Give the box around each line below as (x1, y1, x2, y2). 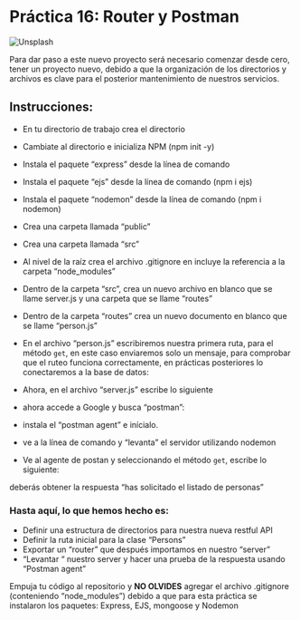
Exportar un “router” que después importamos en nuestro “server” (22, 544, 271, 555)
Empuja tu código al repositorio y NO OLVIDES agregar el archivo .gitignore (9, 581, 289, 592)
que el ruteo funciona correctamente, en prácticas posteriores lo (22, 356, 264, 368)
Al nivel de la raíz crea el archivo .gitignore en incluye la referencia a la (22, 256, 286, 266)
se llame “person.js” (22, 320, 98, 331)
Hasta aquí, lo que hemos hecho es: (9, 504, 169, 517)
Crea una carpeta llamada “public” (22, 220, 151, 232)
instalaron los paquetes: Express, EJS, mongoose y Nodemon (9, 600, 239, 611)
